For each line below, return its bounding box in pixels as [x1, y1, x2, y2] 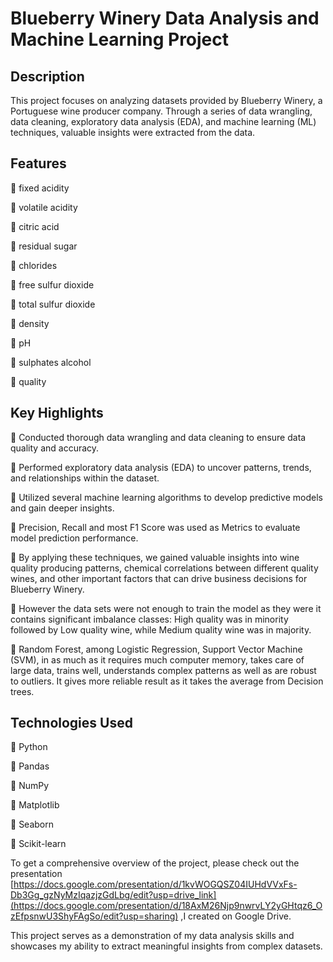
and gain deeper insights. [10, 502, 115, 514]
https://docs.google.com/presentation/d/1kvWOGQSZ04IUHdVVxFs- [13, 878, 298, 891]
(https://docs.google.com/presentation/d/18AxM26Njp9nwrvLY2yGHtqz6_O [10, 900, 323, 912]
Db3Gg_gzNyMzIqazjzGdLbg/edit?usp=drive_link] [10, 889, 217, 901]
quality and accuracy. [10, 442, 100, 454]
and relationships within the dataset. [10, 472, 160, 484]
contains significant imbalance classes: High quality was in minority [10, 613, 289, 625]
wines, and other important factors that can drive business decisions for [10, 572, 308, 584]
